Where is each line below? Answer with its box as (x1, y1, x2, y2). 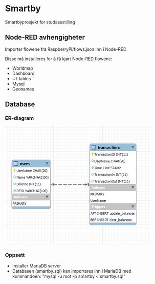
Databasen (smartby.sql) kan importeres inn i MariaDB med (12, 268, 132, 274)
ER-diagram (5, 115, 34, 122)
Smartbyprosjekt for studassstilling (5, 19, 75, 25)
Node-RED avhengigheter (5, 33, 85, 42)
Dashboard (12, 70, 35, 76)
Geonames (12, 86, 34, 92)
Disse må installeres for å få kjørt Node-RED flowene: (5, 56, 112, 62)
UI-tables (12, 75, 31, 81)
